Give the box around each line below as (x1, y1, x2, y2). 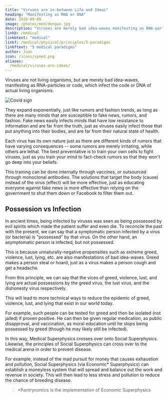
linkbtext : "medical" (5, 36, 50, 41)
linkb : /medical (5, 31, 39, 36)
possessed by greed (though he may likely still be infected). (5, 326, 128, 332)
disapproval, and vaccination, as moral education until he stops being (5, 320, 148, 326)
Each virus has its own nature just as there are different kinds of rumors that (5, 138, 161, 144)
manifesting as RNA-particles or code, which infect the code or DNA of (5, 82, 151, 88)
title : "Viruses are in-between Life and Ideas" (5, 7, 108, 13)
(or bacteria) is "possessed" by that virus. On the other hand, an (5, 234, 137, 240)
